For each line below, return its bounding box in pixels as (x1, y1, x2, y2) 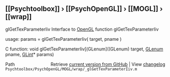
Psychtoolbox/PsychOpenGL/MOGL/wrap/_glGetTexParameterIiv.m (5, 66, 138, 71)
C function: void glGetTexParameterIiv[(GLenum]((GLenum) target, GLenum (5, 46, 163, 52)
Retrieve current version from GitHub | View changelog (50, 61, 165, 67)
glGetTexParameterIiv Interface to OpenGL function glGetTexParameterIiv (5, 26, 159, 32)
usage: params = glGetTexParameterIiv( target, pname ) (5, 36, 122, 42)
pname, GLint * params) (5, 51, 54, 57)
